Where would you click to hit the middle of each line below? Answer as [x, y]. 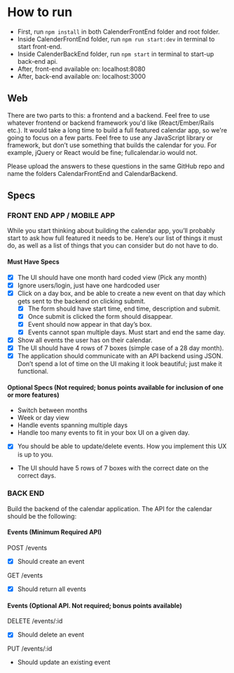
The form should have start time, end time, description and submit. [124, 308]
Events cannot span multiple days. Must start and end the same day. [126, 332]
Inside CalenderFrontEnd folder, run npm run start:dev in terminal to [116, 39]
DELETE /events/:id [35, 621]
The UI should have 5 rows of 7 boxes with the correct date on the [113, 468]
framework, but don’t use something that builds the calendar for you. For [112, 145]
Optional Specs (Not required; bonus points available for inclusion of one [116, 387]
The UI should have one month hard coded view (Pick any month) [112, 277]
